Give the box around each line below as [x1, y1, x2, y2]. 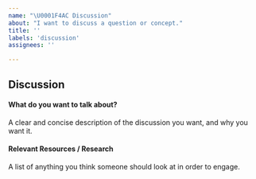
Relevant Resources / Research [8, 144, 114, 154]
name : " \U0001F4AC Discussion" [8, 11, 112, 20]
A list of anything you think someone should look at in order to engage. [8, 161, 240, 171]
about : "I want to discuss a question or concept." [8, 19, 183, 27]
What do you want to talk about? [8, 100, 118, 110]
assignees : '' [8, 41, 56, 49]
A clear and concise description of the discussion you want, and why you [8, 117, 249, 127]
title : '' [8, 26, 41, 34]
